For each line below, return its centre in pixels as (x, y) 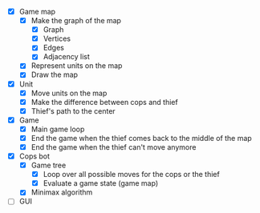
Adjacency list (66, 57)
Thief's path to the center (73, 111)
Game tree (49, 165)
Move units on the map (69, 93)
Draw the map (54, 74)
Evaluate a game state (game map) (100, 183)
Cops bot (34, 156)
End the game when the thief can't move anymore (114, 147)
